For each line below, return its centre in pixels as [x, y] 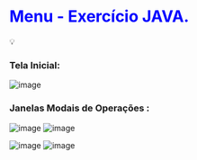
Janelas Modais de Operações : [80, 108]
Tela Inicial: [35, 65]
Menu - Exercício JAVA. [99, 17]
